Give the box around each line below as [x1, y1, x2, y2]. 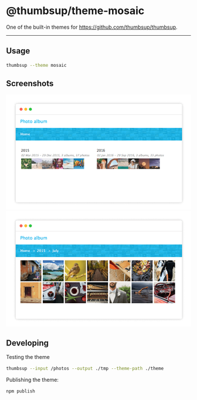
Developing [6, 338, 49, 348]
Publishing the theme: [6, 377, 59, 384]
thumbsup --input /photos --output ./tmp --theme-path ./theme [6, 365, 164, 372]
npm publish [6, 388, 35, 394]
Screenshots [6, 79, 54, 89]
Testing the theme [6, 354, 50, 361]
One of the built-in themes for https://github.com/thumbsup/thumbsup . [6, 23, 178, 30]
